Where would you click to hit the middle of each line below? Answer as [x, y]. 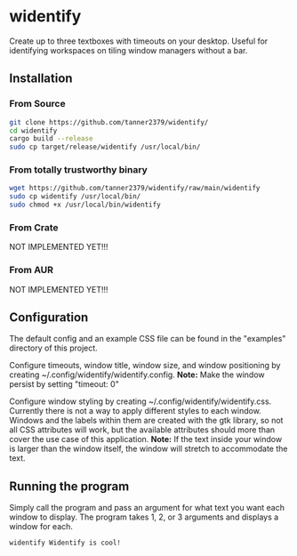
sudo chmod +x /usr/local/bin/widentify [85, 205]
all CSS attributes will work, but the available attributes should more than [142, 430]
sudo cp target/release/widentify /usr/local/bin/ [105, 147]
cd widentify [33, 131]
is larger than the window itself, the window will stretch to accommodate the [148, 449]
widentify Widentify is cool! [65, 543]
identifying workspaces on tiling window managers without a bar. [128, 50]
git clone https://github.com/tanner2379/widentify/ [109, 122]
